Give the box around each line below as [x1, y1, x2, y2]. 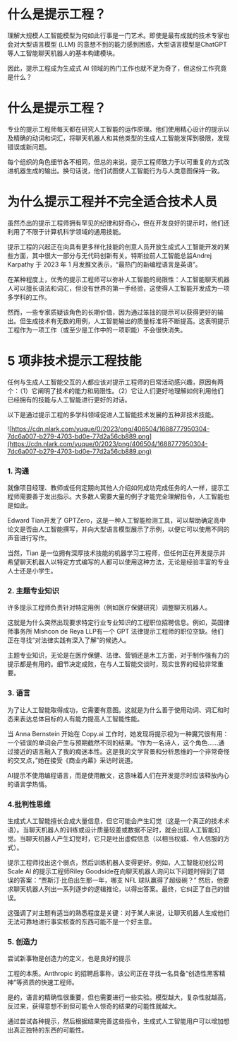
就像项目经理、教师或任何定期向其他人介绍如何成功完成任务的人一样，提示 [7, 484, 224, 492]
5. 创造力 [7, 936, 37, 946]
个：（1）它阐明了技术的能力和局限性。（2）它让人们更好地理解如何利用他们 [7, 386, 224, 395]
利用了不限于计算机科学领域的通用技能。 [7, 227, 125, 235]
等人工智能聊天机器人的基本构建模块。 [7, 49, 119, 57]
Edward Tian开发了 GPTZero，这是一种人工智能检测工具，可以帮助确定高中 [7, 516, 226, 525]
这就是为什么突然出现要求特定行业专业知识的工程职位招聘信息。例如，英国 [7, 618, 224, 627]
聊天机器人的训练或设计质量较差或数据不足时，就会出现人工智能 [28, 825, 214, 834]
